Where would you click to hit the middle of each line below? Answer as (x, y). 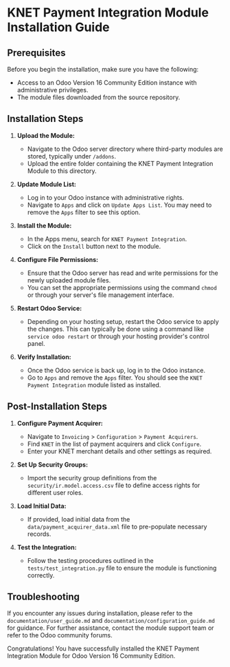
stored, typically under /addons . (72, 156)
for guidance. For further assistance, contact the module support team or (111, 628)
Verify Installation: (44, 357)
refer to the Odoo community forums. (60, 635)
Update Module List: (47, 184)
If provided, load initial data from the (79, 519)
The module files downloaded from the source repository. (99, 97)
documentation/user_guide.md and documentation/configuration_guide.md (111, 621)
